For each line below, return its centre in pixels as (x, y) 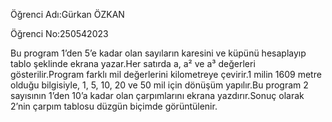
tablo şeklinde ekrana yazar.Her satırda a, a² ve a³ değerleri (133, 63)
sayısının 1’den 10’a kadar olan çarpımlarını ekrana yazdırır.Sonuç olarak (157, 95)
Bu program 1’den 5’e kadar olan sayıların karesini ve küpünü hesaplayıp (158, 53)
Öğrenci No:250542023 (59, 33)
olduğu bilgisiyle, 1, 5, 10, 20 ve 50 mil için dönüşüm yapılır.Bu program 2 (159, 85)
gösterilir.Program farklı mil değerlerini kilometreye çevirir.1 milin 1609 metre (166, 74)
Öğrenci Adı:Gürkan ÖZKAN (67, 14)
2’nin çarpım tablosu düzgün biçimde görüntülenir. (114, 106)
